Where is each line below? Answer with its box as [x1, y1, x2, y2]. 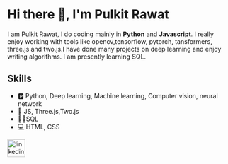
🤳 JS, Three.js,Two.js [17, 107, 79, 115]
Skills [7, 73, 32, 85]
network [17, 99, 42, 108]
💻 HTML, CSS [17, 122, 60, 131]
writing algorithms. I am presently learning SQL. [7, 52, 147, 61]
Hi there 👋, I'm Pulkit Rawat [7, 6, 170, 23]
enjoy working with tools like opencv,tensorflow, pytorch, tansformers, [7, 37, 212, 45]
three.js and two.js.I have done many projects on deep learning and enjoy [7, 45, 222, 53]
